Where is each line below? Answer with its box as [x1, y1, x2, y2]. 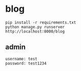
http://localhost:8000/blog [5, 29, 65, 34]
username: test [5, 56, 38, 61]
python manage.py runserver [5, 24, 65, 30]
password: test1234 [5, 61, 47, 66]
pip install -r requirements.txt [5, 20, 76, 25]
